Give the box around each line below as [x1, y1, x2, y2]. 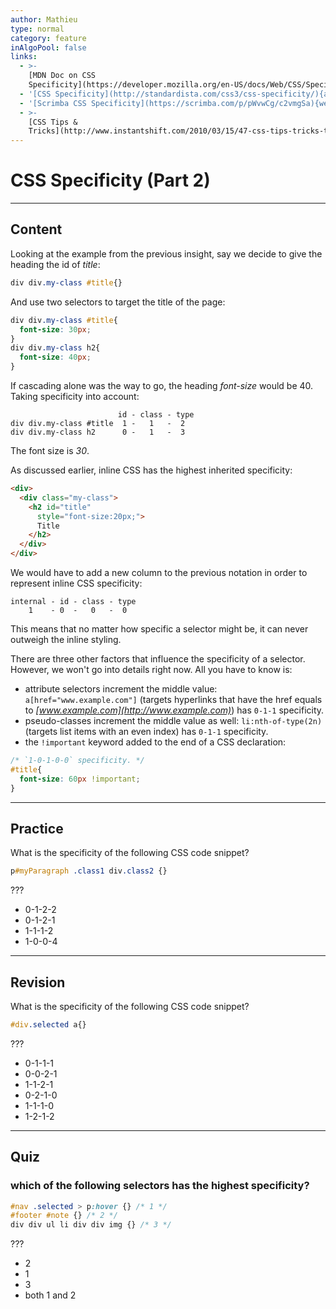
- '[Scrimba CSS [19, 98, 87, 108]
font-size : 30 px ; [19, 324, 92, 335]
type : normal [10, 24, 65, 34]
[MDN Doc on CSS [28, 71, 97, 81]
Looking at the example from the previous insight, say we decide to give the [10, 247, 323, 260]
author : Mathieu [10, 14, 78, 25]
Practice [10, 820, 64, 837]
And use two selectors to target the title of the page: [10, 296, 226, 308]
